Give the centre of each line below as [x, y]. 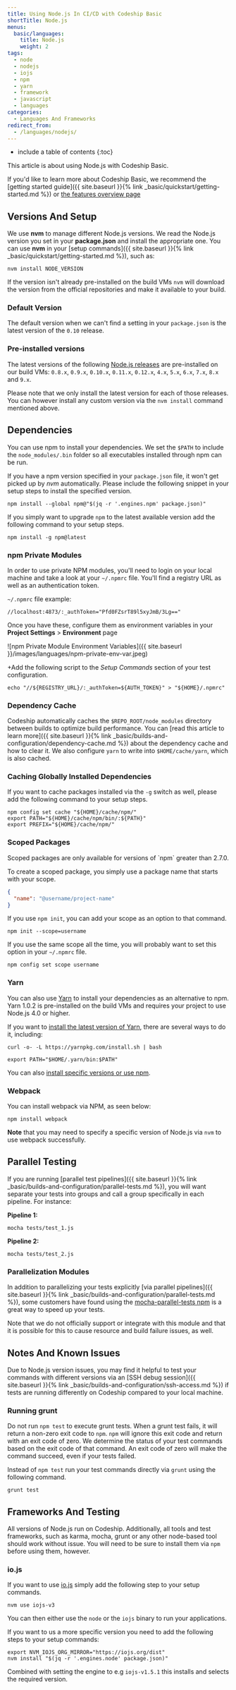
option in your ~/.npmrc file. [47, 952]
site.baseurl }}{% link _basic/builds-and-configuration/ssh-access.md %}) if [118, 1384]
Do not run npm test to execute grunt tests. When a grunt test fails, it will [112, 1426]
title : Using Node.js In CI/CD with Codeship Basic [85, 14]
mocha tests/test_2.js [41, 1254]
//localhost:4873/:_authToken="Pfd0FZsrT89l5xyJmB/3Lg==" [94, 612]
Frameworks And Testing [64, 1512]
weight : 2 [35, 47]
